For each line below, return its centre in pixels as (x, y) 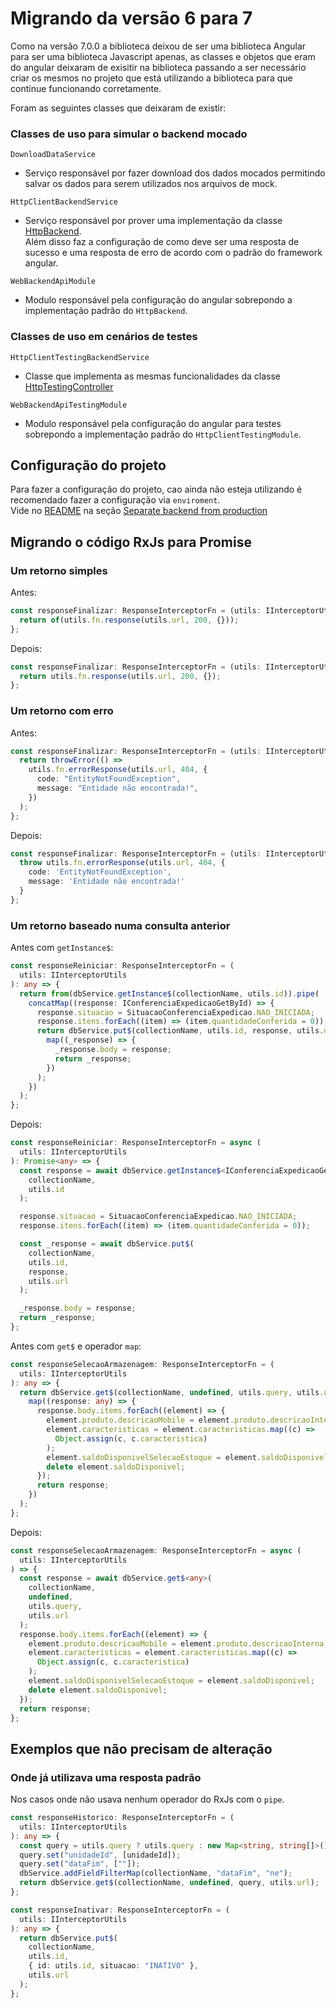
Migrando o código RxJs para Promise (131, 542)
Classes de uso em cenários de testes (104, 337)
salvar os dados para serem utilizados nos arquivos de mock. (151, 184)
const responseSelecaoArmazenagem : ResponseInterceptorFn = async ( (156, 1550)
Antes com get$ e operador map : (76, 1346)
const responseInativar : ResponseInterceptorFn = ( (120, 1910)
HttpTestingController (69, 386)
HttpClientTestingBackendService (80, 357)
